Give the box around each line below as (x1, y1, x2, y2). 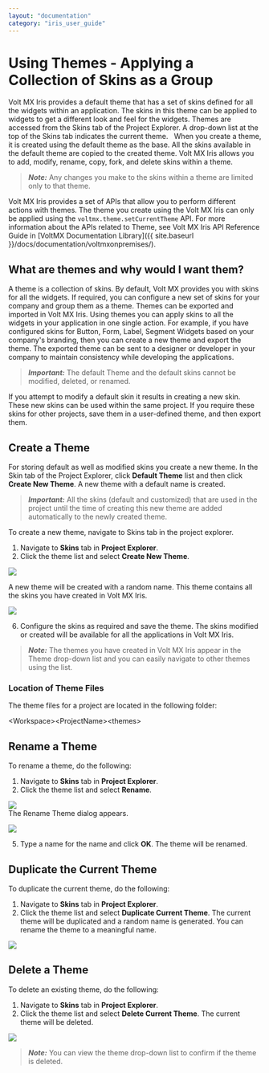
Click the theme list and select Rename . (19, 785, 153, 795)
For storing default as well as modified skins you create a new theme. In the (8, 463, 259, 472)
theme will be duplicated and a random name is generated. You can (19, 916, 243, 926)
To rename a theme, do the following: (8, 761, 132, 771)
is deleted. (27, 1056, 63, 1066)
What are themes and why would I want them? (8, 263, 245, 276)
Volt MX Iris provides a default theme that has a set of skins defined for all (8, 97, 254, 107)
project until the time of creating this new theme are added (27, 504, 222, 513)
